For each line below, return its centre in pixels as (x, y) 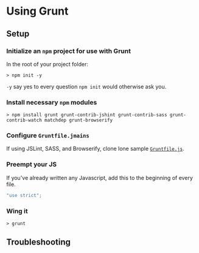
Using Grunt (37, 11)
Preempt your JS (32, 164)
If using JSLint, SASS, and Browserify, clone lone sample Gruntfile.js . (95, 149)
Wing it (17, 211)
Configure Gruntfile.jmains (48, 136)
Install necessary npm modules (52, 102)
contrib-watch (24, 120)
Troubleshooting (39, 242)
